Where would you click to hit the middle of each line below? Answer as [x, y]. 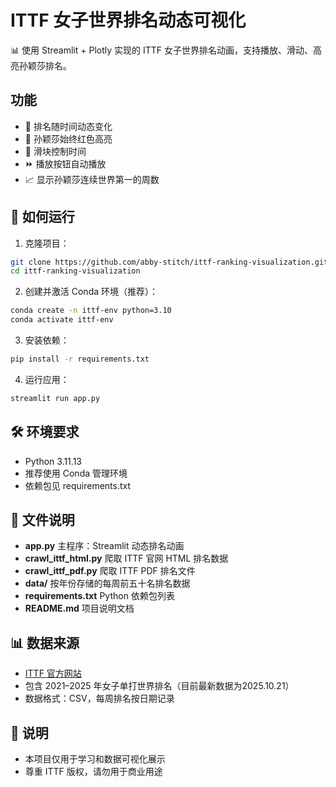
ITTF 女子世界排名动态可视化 [128, 20]
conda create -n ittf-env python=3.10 [91, 311]
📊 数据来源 [45, 642]
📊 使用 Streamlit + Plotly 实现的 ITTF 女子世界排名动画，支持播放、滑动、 [161, 50]
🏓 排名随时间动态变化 [68, 126]
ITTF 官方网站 [53, 673]
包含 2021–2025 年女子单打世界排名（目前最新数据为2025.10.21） [159, 686]
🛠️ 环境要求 [45, 432]
